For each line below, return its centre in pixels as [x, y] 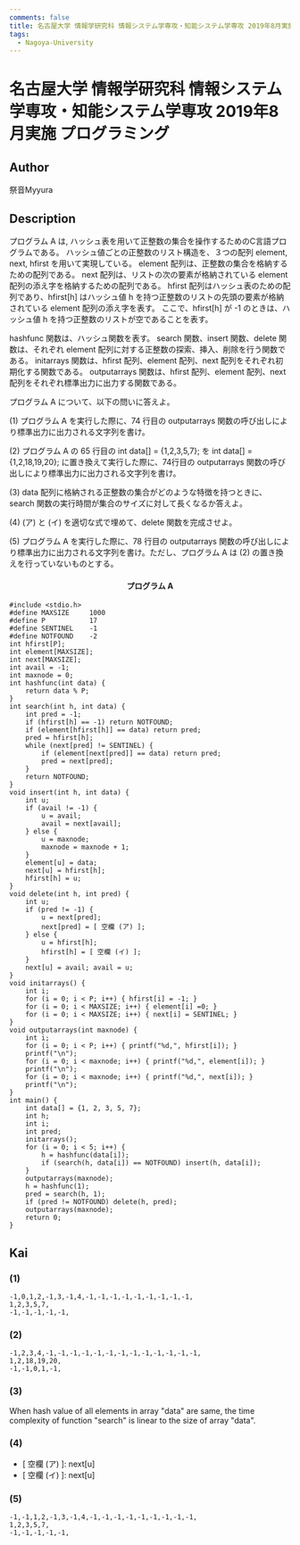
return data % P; [58, 691]
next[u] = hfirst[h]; [65, 871]
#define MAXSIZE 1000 [57, 613]
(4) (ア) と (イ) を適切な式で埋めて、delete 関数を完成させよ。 [123, 522]
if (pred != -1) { [59, 910]
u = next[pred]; [71, 918]
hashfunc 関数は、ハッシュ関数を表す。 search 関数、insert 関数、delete [143, 338]
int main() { [33, 1101]
